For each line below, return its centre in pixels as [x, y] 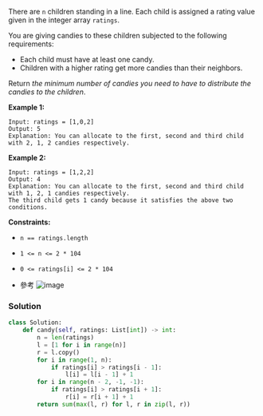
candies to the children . [47, 92]
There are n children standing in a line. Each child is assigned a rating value [131, 12]
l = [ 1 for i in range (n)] [82, 345]
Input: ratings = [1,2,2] [51, 172]
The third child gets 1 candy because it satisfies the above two [121, 200]
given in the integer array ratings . [64, 20]
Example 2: [27, 158]
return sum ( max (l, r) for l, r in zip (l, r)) [114, 404]
